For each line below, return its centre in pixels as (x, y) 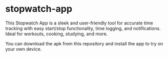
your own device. (24, 49)
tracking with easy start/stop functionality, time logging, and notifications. (83, 28)
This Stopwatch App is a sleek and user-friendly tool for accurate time (79, 23)
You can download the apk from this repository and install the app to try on (84, 43)
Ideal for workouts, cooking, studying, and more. (57, 34)
